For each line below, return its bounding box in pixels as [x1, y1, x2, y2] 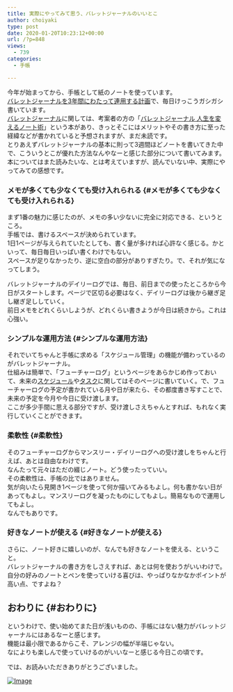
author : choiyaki [7, 17, 58, 24]
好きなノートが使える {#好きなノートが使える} [7, 528, 163, 538]
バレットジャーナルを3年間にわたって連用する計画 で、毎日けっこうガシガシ [7, 97, 224, 105]
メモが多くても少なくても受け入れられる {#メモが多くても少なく [7, 185, 222, 195]
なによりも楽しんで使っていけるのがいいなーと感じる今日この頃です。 [7, 647, 207, 656]
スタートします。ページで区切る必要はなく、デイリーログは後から [19, 288, 208, 296]
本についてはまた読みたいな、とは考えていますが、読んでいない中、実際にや [7, 157, 226, 166]
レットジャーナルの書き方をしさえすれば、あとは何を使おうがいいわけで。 [13, 562, 226, 570]
